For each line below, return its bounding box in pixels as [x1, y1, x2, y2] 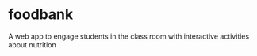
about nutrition [8, 39, 57, 49]
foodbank [8, 6, 74, 24]
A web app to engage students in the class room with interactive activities [8, 32, 250, 41]
